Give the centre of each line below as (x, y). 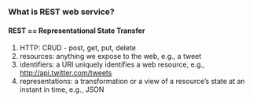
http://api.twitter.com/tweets (66, 73)
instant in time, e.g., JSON (62, 89)
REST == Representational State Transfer (77, 31)
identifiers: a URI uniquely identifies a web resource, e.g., (112, 64)
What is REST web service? (62, 12)
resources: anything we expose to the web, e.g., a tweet (110, 56)
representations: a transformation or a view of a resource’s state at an (132, 82)
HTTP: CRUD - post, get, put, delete (77, 48)
